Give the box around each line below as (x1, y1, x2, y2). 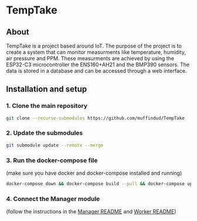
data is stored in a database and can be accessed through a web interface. (6, 67, 187, 74)
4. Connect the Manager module (6, 195, 100, 203)
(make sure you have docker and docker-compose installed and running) (6, 169, 182, 176)
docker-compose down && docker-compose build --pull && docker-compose (6, 181, 185, 187)
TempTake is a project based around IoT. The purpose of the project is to (6, 42, 182, 49)
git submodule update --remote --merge (6, 142, 104, 148)
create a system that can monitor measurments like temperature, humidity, (6, 49, 186, 56)
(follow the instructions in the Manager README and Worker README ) (6, 208, 176, 215)
